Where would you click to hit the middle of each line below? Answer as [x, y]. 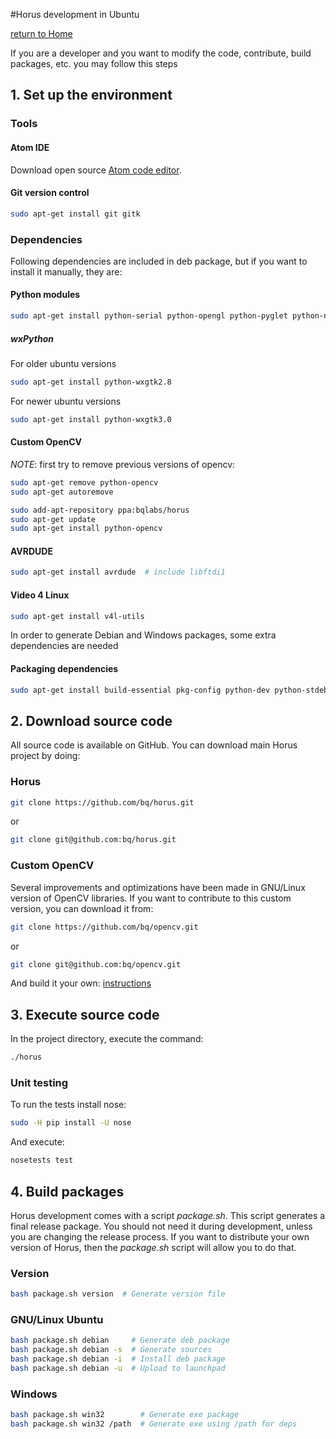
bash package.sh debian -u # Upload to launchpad [118, 1369]
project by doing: [45, 756]
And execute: [37, 1142]
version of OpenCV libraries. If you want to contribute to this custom [151, 898]
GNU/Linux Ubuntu [57, 1320]
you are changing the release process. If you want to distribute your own [160, 1236]
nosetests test [42, 1160]
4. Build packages [67, 1191]
